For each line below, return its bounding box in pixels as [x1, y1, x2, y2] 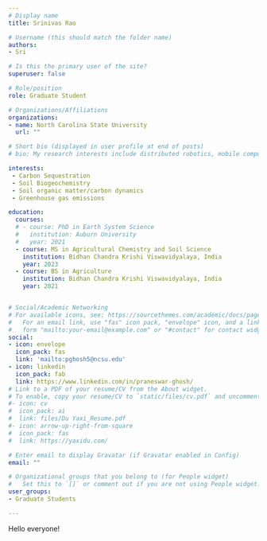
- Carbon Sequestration [11, 172, 91, 180]
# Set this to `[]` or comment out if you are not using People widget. [8, 481, 261, 488]
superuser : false [8, 70, 66, 78]
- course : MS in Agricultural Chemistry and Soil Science [15, 245, 212, 253]
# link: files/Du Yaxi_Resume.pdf [8, 415, 126, 422]
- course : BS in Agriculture [15, 267, 112, 275]
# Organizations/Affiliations [8, 106, 109, 114]
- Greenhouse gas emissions [11, 194, 105, 202]
